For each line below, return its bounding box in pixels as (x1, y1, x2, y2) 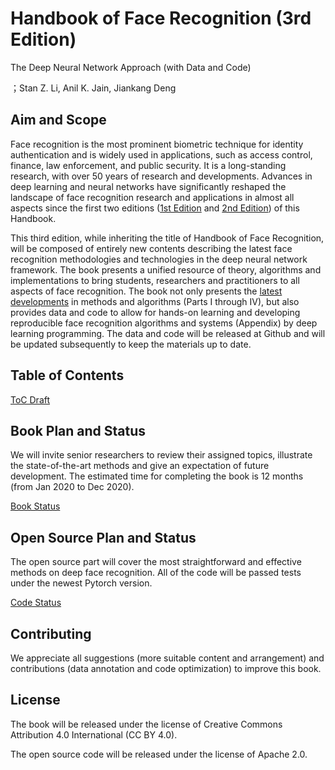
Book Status (10, 500, 61, 512)
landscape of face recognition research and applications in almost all (10, 191, 295, 203)
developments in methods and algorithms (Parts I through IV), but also (10, 295, 300, 307)
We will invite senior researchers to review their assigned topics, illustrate (10, 449, 313, 461)
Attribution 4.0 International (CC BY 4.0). (10, 728, 178, 741)
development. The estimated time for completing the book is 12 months (10, 470, 304, 482)
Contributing (10, 625, 92, 642)
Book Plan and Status (10, 422, 147, 439)
